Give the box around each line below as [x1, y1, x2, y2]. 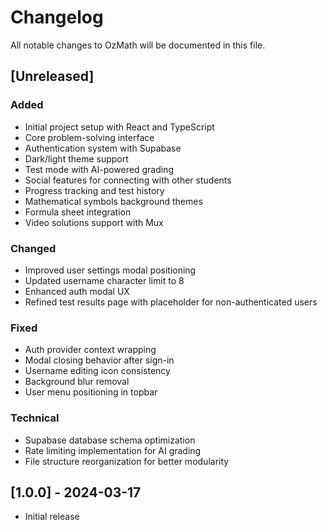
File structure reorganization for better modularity [24, 455, 230, 467]
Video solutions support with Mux [24, 216, 164, 228]
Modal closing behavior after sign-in [24, 354, 175, 366]
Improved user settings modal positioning [24, 264, 197, 276]
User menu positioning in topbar [24, 386, 158, 398]
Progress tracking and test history [24, 184, 165, 196]
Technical [10, 411, 60, 425]
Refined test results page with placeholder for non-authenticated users [24, 296, 318, 308]
